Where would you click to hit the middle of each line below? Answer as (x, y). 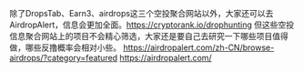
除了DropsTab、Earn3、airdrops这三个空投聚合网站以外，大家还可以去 (141, 13)
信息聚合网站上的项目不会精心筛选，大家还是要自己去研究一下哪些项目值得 (149, 36)
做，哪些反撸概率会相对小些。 (65, 47)
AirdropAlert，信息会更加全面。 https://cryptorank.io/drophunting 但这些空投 (151, 25)
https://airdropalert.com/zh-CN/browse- (198, 47)
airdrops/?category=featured (64, 58)
